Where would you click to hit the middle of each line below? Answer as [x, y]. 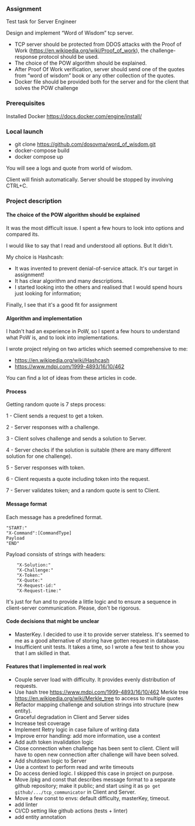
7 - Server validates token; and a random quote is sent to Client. [83, 490]
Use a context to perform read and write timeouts [74, 767]
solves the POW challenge [46, 88]
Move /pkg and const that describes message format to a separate [95, 780]
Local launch [25, 131]
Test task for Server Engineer [42, 22]
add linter [26, 805]
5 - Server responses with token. [46, 468]
